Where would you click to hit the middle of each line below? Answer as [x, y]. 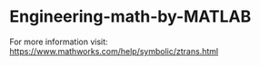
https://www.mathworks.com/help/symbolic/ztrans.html [114, 51]
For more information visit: [59, 42]
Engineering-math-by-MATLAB [130, 17]
